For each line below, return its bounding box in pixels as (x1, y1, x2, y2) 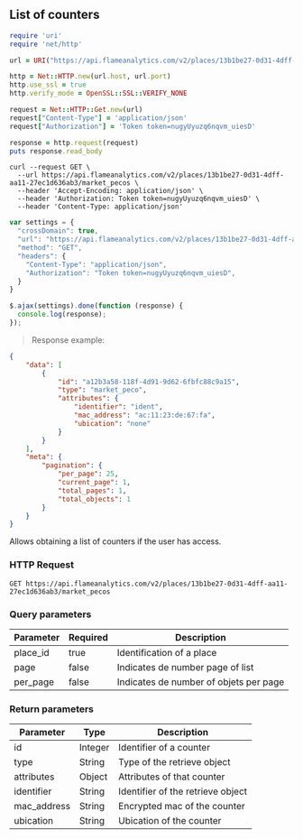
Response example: (31, 334, 106, 346)
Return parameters (9, 703, 95, 715)
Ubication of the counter (118, 815, 222, 827)
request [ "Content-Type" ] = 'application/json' (9, 113, 188, 123)
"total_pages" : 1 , (57, 486, 127, 495)
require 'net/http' (9, 40, 83, 49)
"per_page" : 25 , (57, 469, 119, 479)
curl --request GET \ (9, 162, 91, 172)
